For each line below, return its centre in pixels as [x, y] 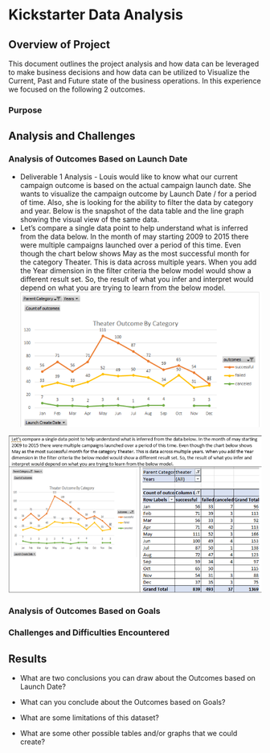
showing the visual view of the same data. [89, 219]
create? [33, 742]
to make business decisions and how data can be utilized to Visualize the [129, 72]
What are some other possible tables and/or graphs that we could [129, 733]
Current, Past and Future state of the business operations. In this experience [135, 81]
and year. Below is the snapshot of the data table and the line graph [132, 211]
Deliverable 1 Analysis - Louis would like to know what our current [129, 176]
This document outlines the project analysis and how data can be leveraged [134, 63]
